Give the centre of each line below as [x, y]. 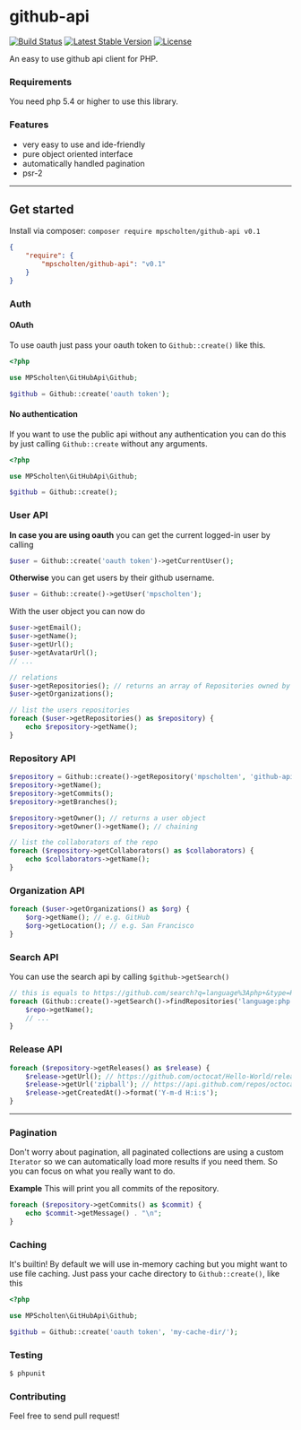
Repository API [43, 758]
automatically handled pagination [83, 163]
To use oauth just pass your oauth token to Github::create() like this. [138, 345]
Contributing [38, 1396]
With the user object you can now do [77, 611]
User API [29, 516]
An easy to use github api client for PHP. [84, 58]
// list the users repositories [69, 710]
